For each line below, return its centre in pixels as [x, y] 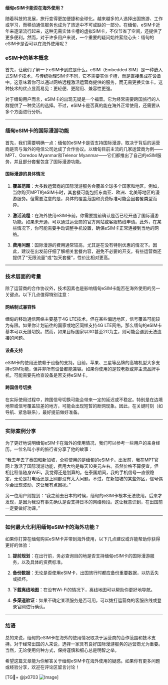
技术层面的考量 [23, 277]
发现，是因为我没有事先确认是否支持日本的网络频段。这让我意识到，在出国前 [84, 502]
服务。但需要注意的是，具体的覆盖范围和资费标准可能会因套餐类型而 [87, 198]
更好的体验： [18, 545]
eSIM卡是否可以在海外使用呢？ [37, 44]
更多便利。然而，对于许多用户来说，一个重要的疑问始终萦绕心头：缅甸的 [79, 37]
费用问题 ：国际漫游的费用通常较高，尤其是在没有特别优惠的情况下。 [82, 245]
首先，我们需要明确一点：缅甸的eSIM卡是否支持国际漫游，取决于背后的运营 [83, 143]
